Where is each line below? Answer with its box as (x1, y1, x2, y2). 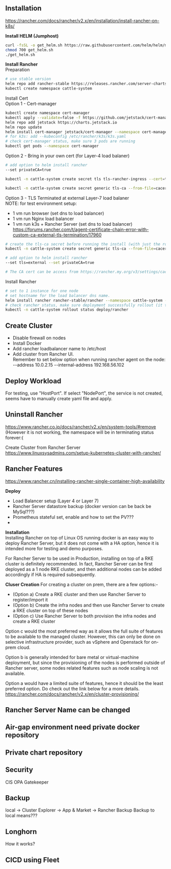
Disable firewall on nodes (12, 335, 66, 341)
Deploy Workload (5, 376, 62, 385)
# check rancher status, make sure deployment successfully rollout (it (5, 303, 163, 308)
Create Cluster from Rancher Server (5, 444, 81, 451)
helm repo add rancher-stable (5, 81, 70, 86)
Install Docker (12, 340, 42, 346)
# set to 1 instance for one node (5, 288, 79, 293)
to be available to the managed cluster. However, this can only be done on (5, 633, 160, 640)
